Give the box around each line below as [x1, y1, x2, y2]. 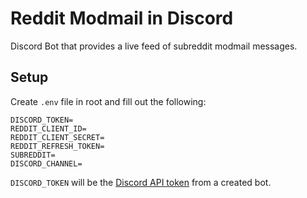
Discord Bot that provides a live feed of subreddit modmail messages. [10, 40, 298, 52]
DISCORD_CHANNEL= [10, 158, 83, 169]
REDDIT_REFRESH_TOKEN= [10, 141, 105, 151]
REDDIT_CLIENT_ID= [10, 123, 87, 134]
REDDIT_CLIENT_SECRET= [10, 132, 105, 142]
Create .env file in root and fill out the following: [10, 95, 207, 107]
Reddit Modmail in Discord [10, 7, 234, 30]
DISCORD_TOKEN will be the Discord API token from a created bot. [10, 176, 272, 188]
